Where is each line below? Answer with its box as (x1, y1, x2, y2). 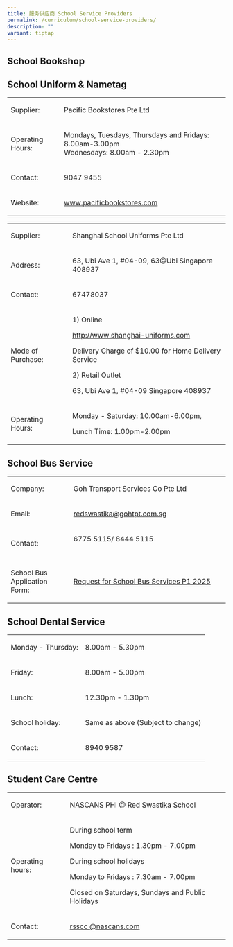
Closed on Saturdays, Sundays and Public (69, 887, 206, 897)
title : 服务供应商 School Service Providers (7, 10, 133, 17)
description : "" (7, 23, 54, 30)
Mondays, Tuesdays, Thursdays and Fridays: (63, 130, 209, 140)
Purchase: (10, 355, 44, 365)
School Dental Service (7, 616, 105, 627)
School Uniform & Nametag (7, 79, 127, 91)
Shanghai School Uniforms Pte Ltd (71, 231, 184, 241)
